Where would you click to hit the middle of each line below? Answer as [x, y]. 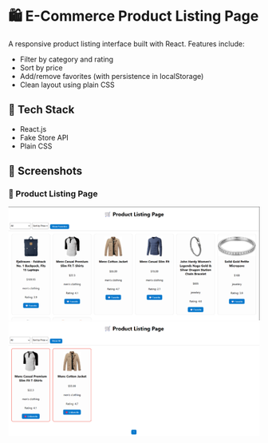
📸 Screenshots [45, 171]
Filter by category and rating [67, 59]
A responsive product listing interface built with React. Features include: [126, 44]
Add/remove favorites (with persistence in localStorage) [112, 76]
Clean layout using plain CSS [67, 85]
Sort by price [41, 67]
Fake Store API [44, 137]
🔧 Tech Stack [41, 110]
